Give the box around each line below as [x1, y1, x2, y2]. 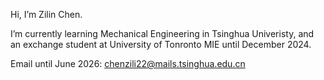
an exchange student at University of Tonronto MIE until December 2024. [10, 39, 312, 50]
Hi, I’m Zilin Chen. [10, 9, 83, 20]
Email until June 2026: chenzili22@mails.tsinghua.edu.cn [10, 58, 246, 69]
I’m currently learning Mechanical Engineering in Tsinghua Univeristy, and [10, 28, 315, 39]
